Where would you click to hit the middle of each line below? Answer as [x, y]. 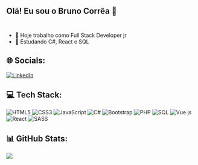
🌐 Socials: [26, 61]
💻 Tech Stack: [34, 95]
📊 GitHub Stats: [37, 139]
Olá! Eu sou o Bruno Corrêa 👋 [62, 11]
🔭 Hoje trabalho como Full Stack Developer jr [71, 35]
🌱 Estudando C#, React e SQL [52, 41]
